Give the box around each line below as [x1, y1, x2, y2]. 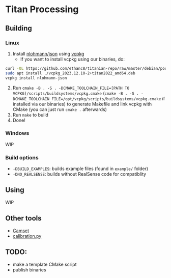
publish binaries [12, 266, 47, 273]
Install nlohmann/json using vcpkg [12, 50, 84, 57]
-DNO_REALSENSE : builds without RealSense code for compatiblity [12, 171, 147, 177]
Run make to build [12, 112, 48, 118]
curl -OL [5, 66, 24, 71]
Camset [12, 228, 30, 234]
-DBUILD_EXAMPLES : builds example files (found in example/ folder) [12, 165, 149, 172]
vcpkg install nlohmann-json [5, 75, 67, 80]
